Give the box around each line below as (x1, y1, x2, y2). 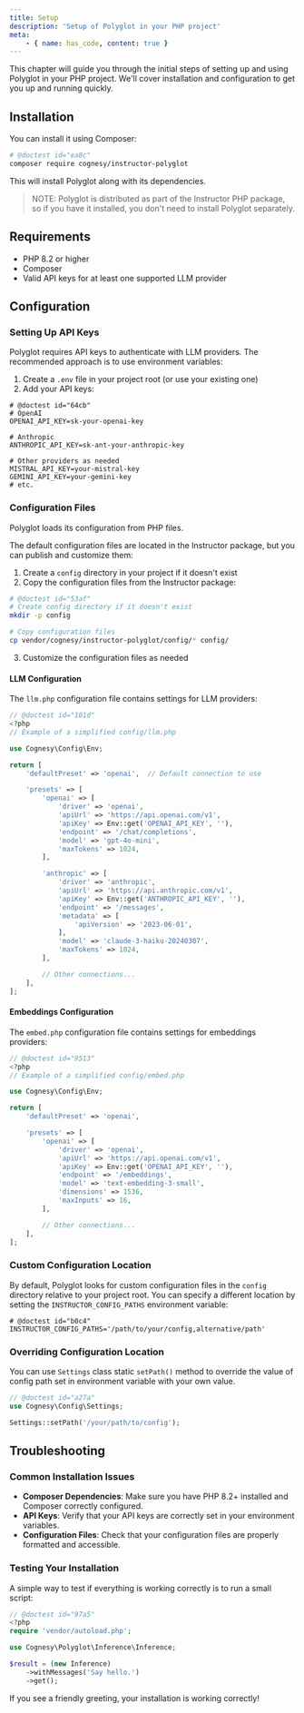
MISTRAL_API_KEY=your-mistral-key (9, 465, 141, 474)
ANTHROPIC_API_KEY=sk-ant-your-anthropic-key (9, 441, 184, 450)
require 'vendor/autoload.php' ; (9, 1627, 132, 1636)
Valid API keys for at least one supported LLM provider (22, 272, 227, 283)
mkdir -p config (9, 611, 71, 620)
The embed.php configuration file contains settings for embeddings (9, 1027, 257, 1038)
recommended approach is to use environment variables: (9, 356, 223, 368)
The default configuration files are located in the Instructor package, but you (9, 539, 296, 550)
